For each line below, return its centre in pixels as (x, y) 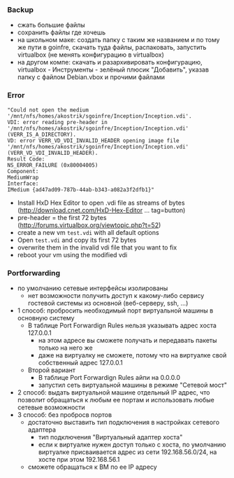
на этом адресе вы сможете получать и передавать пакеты (128, 340)
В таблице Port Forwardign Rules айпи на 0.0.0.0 (109, 377)
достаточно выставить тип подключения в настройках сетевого (124, 422)
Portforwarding (34, 273)
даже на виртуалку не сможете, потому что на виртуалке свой (132, 355)
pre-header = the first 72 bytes (62, 217)
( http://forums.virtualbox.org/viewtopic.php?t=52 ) (89, 225)
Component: (23, 171)
